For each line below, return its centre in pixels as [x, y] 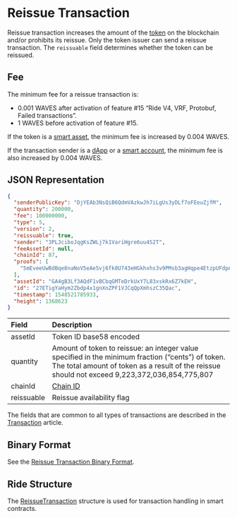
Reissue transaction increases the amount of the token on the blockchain [113, 32]
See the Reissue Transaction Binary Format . [71, 462]
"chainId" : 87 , [36, 255]
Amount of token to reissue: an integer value [125, 349]
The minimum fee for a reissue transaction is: [73, 94]
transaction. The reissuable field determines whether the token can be [110, 47]
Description [72, 325]
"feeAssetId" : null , [44, 248]
